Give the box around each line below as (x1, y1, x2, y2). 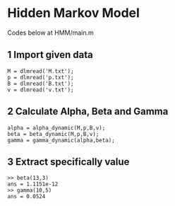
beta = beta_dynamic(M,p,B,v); (7, 130, 99, 137)
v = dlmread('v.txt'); (7, 86, 74, 93)
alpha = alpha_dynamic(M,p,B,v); (7, 124, 106, 132)
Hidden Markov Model (7, 5, 140, 21)
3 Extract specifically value (7, 156, 130, 168)
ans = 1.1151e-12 (7, 181, 59, 188)
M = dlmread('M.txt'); (7, 67, 74, 75)
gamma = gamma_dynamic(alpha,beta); (7, 137, 115, 144)
